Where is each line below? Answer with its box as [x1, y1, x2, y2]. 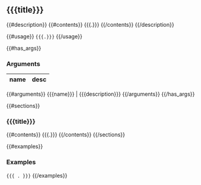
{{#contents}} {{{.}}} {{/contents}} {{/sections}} [6, 131, 126, 138]
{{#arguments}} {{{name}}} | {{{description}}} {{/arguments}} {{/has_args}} [6, 90, 196, 98]
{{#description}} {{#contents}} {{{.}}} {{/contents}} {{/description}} [6, 21, 174, 28]
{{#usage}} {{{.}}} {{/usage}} [6, 33, 83, 40]
